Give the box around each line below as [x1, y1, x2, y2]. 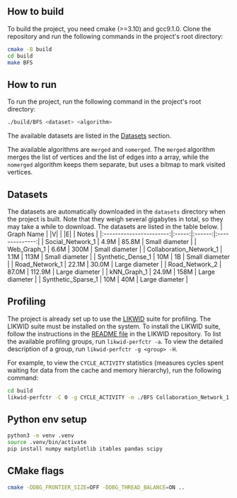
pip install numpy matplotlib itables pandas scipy [7, 446, 163, 453]
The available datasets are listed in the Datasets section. [7, 131, 172, 140]
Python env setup [7, 413, 87, 425]
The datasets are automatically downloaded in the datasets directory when [7, 207, 226, 216]
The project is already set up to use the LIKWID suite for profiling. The [7, 314, 211, 323]
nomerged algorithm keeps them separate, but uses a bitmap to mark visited [7, 160, 226, 169]
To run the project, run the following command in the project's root [7, 97, 202, 106]
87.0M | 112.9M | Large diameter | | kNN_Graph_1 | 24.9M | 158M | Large [7, 267, 216, 276]
